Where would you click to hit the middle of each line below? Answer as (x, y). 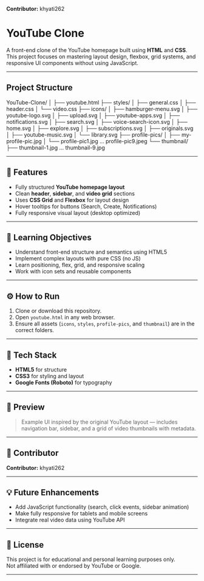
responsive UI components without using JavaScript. (72, 63)
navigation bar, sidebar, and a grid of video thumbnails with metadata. (108, 428)
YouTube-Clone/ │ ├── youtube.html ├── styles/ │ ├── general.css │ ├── (101, 102)
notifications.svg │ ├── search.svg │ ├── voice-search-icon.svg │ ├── (97, 121)
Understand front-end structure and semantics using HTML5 (91, 252)
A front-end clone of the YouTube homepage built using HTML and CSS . (97, 50)
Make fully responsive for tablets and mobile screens (81, 514)
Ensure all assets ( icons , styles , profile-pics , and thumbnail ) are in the (105, 324)
